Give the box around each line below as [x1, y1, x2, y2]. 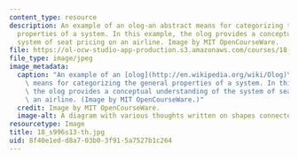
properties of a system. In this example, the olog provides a [17, 29, 255, 38]
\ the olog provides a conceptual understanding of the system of [25, 87, 276, 95]
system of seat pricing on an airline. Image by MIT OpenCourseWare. [17, 37, 279, 47]
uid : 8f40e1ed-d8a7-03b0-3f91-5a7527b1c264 [9, 136, 173, 145]
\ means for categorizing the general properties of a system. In [25, 79, 276, 87]
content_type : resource [9, 12, 98, 22]
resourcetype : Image [9, 120, 86, 129]
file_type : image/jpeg [9, 54, 93, 63]
